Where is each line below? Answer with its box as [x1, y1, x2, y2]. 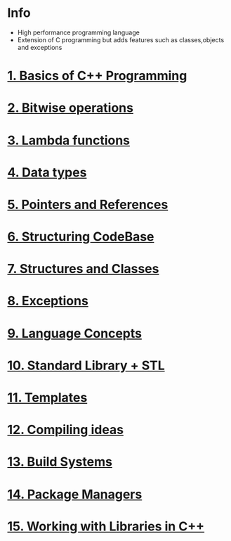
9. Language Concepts [7, 325, 143, 341]
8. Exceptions [7, 293, 89, 309]
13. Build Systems [7, 454, 112, 470]
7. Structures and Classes [7, 261, 159, 277]
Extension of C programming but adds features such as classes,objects [17, 35, 225, 44]
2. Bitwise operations [7, 100, 133, 116]
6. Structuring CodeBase [7, 229, 154, 245]
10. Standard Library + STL [7, 357, 165, 374]
